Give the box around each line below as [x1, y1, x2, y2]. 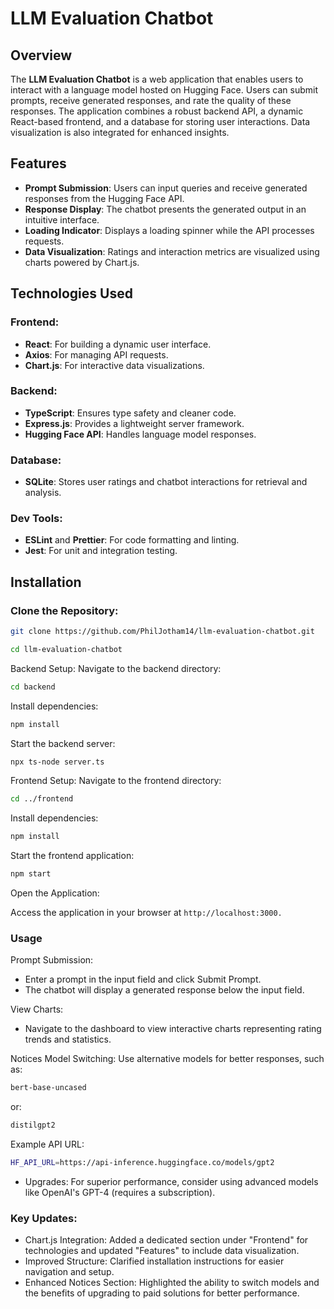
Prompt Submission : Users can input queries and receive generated [24, 182, 308, 194]
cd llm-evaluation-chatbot [10, 644, 123, 654]
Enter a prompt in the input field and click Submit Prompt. [24, 973, 262, 986]
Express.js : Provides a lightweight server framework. [24, 417, 245, 429]
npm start [10, 869, 52, 879]
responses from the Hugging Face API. [24, 192, 185, 204]
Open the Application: [10, 887, 100, 899]
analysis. [24, 487, 62, 499]
